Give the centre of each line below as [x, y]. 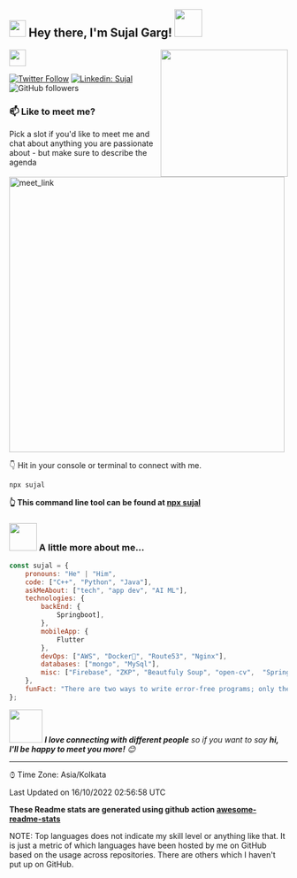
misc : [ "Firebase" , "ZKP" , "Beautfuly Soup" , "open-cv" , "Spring [166, 673]
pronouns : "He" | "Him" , [71, 574]
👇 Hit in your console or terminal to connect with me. [105, 465]
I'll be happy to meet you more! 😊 [72, 749]
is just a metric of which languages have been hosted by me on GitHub [138, 845]
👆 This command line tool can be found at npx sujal [105, 502]
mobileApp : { [65, 631]
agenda [23, 162]
